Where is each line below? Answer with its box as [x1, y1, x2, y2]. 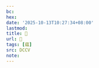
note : [6, 53, 20, 59]
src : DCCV [6, 47, 31, 53]
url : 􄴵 [6, 36, 23, 42]
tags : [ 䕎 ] [6, 42, 33, 48]
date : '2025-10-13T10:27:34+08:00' [6, 20, 94, 25]
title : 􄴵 [6, 31, 28, 37]
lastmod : [6, 25, 28, 31]
